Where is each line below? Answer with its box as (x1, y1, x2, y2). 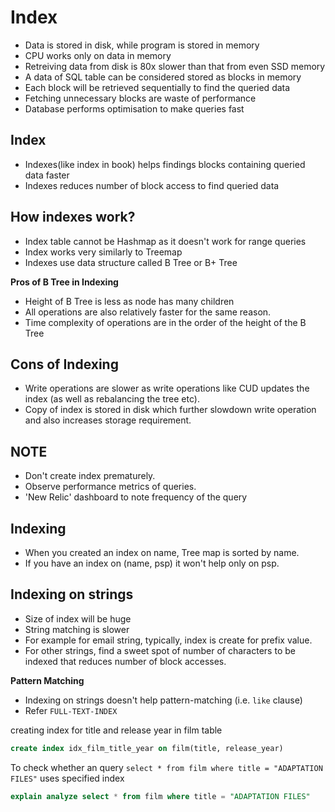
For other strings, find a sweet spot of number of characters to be (24, 644, 296, 656)
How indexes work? (10, 209, 136, 226)
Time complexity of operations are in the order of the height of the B (24, 316, 307, 328)
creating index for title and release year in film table (10, 724, 223, 736)
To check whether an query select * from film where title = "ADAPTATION (10, 761, 323, 773)
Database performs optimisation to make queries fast (24, 102, 245, 115)
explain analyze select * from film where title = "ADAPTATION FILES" (10, 791, 311, 801)
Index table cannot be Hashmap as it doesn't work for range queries (24, 235, 307, 247)
